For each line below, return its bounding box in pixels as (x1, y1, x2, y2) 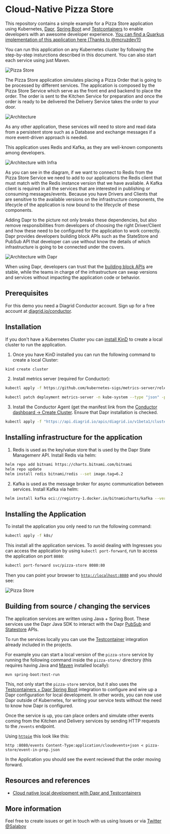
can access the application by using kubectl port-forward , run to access (5, 548, 158, 554)
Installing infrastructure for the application (5, 433, 143, 442)
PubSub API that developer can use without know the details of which (5, 238, 151, 244)
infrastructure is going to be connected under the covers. (5, 244, 125, 250)
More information (5, 804, 62, 813)
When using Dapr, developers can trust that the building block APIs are (5, 263, 153, 270)
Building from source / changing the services (5, 602, 151, 611)
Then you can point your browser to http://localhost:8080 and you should (5, 572, 162, 578)
